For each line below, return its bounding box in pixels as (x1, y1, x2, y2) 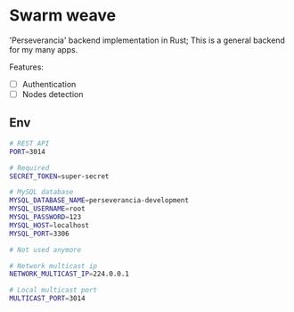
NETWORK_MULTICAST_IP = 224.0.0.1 (9, 269, 129, 279)
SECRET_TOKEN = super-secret (9, 171, 110, 181)
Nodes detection (21, 89, 84, 99)
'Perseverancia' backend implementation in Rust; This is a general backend (9, 35, 285, 45)
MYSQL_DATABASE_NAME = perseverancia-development (9, 196, 190, 205)
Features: (9, 62, 45, 72)
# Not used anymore (9, 245, 82, 254)
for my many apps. (9, 44, 78, 54)
